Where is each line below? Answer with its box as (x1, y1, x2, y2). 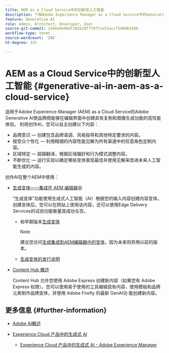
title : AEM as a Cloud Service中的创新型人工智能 (5, 7, 105, 13)
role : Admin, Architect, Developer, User (5, 21, 94, 27)
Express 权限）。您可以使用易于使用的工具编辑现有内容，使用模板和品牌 (12, 284, 161, 290)
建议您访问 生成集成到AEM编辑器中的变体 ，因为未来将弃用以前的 (20, 239, 153, 245)
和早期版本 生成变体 (20, 218, 60, 224)
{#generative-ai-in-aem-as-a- (33, 80, 163, 92)
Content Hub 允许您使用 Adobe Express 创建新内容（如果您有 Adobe (12, 277, 155, 283)
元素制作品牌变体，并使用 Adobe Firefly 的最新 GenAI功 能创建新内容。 (12, 290, 160, 296)
